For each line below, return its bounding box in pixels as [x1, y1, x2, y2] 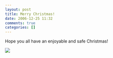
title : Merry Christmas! [5, 12, 55, 16]
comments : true [5, 20, 36, 26]
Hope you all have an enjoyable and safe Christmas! [5, 38, 109, 44]
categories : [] [5, 25, 36, 30]
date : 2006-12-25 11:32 [5, 16, 53, 21]
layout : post [5, 7, 31, 12]
